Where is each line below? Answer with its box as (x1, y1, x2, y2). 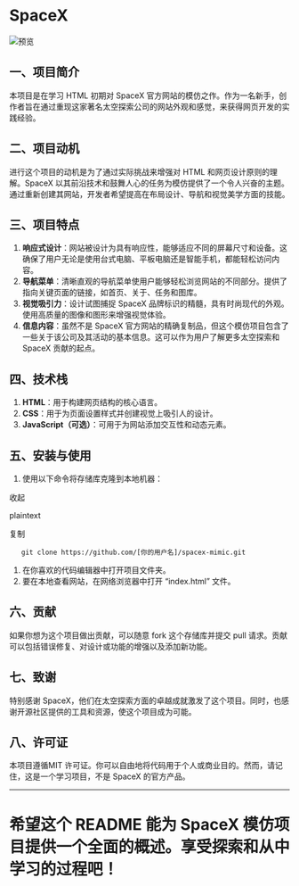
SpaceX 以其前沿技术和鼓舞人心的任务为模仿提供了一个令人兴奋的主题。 (24, 178, 289, 188)
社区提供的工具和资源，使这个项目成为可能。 (32, 706, 197, 716)
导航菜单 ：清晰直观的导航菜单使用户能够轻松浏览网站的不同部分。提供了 (21, 276, 287, 286)
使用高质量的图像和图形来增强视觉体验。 (21, 310, 171, 320)
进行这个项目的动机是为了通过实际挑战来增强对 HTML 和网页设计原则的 (9, 166, 270, 177)
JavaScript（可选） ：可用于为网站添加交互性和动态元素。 (21, 419, 231, 430)
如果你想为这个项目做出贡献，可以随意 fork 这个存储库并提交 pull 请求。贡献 (9, 630, 287, 641)
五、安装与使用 (9, 448, 92, 463)
